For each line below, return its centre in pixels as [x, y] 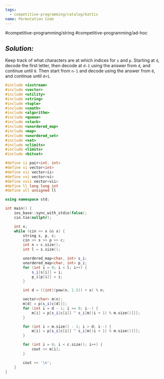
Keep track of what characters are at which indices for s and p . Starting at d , [82, 60]
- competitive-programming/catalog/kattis [54, 14]
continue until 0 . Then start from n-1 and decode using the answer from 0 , [80, 71]
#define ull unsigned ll [31, 191]
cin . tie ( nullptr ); [33, 217]
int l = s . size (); [42, 250]
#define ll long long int [32, 186]
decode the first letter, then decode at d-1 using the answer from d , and [78, 66]
